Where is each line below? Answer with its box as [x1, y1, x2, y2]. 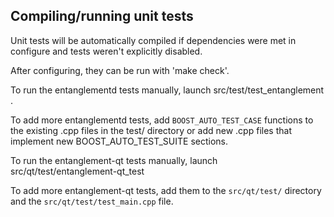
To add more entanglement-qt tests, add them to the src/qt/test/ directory [10, 184, 322, 196]
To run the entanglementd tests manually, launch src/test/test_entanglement [10, 84, 325, 96]
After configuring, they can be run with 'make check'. [10, 64, 230, 76]
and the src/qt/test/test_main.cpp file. [10, 195, 174, 207]
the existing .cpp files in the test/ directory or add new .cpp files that [10, 124, 292, 136]
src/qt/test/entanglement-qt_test [10, 165, 145, 177]
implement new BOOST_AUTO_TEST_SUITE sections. [10, 135, 229, 147]
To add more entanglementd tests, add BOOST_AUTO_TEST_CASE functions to [10, 114, 314, 126]
